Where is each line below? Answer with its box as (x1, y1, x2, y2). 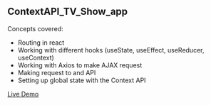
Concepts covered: (7, 24, 64, 33)
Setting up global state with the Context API (17, 76, 146, 84)
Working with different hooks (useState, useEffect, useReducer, (17, 45, 205, 54)
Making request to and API (17, 68, 96, 77)
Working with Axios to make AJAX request (17, 60, 143, 70)
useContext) (17, 53, 55, 62)
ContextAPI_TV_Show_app (7, 6, 128, 18)
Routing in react (17, 38, 65, 47)
